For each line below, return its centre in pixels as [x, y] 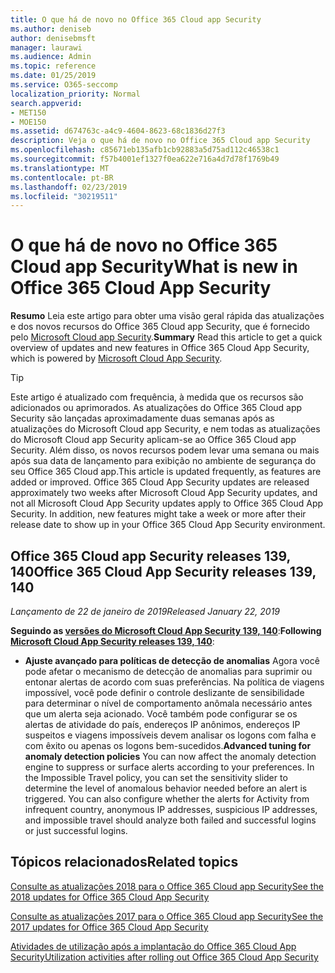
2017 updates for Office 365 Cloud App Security [109, 927]
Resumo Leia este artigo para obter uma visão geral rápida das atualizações [167, 316]
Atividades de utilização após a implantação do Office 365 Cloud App [153, 946]
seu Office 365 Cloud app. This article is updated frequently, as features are [166, 472]
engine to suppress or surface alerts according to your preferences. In [169, 767]
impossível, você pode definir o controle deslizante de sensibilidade [164, 692]
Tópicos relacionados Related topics [124, 862]
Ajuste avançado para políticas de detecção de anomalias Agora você [172, 660]
